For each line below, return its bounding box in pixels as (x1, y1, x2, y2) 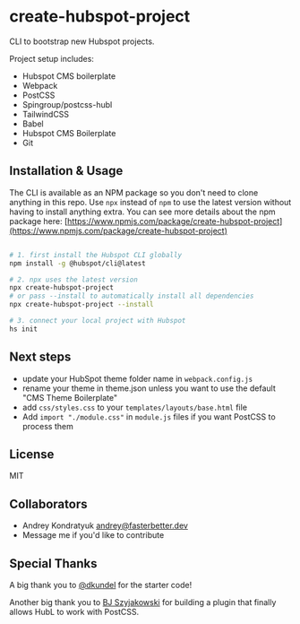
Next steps (9, 350, 72, 365)
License (9, 446, 55, 462)
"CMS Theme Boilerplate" (21, 392, 118, 403)
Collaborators (9, 496, 88, 512)
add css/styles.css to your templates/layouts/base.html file (21, 402, 248, 412)
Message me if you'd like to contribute (21, 530, 165, 541)
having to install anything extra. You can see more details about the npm (9, 206, 276, 217)
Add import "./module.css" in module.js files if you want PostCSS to (21, 411, 276, 422)
